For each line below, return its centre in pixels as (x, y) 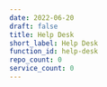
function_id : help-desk (54, 52)
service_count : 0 (42, 69)
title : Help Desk (42, 34)
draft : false (34, 26)
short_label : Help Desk (54, 43)
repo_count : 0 (36, 60)
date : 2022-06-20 (42, 18)
